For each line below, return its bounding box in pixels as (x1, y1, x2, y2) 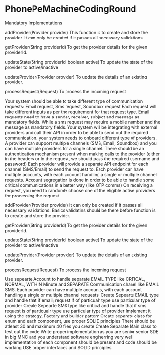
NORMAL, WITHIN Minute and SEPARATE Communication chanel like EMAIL (5, 281, 159, 287)
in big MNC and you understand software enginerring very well (5, 334, 133, 340)
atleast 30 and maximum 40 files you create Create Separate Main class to (5, 323, 157, 329)
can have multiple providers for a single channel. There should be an (5, 145, 144, 151)
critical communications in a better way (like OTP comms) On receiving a (5, 182, 153, 188)
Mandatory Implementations (5, 20, 63, 26)
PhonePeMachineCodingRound (5, 3, 136, 15)
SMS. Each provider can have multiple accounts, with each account (5, 286, 142, 292)
